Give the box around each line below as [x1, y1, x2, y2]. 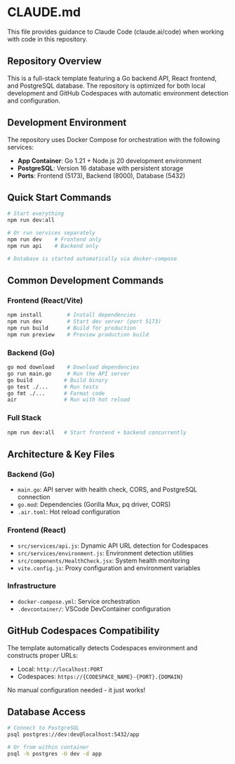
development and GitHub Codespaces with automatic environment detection [7, 88, 229, 97]
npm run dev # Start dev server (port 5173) [7, 318, 161, 325]
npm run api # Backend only [7, 242, 99, 249]
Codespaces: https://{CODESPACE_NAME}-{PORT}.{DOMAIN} [17, 672, 184, 680]
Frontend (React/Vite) [7, 296, 83, 305]
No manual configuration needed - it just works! [7, 685, 146, 694]
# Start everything [7, 210, 65, 218]
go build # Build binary [7, 376, 109, 383]
